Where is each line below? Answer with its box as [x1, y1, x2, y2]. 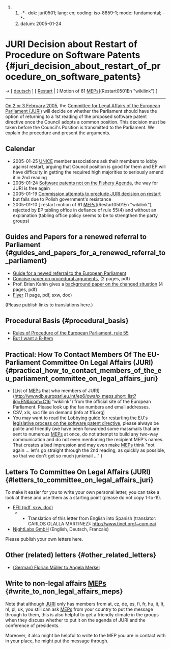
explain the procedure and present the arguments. [5, 130, 111, 136]
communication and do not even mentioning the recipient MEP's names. [12, 437, 164, 443]
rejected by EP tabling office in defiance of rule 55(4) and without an [12, 207, 157, 213]
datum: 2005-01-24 [20, 20, 62, 27]
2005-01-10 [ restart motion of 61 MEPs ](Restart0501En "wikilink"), [12, 201, 153, 207]
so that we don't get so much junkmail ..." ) [12, 453, 103, 459]
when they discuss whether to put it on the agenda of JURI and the [5, 617, 146, 623]
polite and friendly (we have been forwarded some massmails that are [12, 426, 159, 432]
